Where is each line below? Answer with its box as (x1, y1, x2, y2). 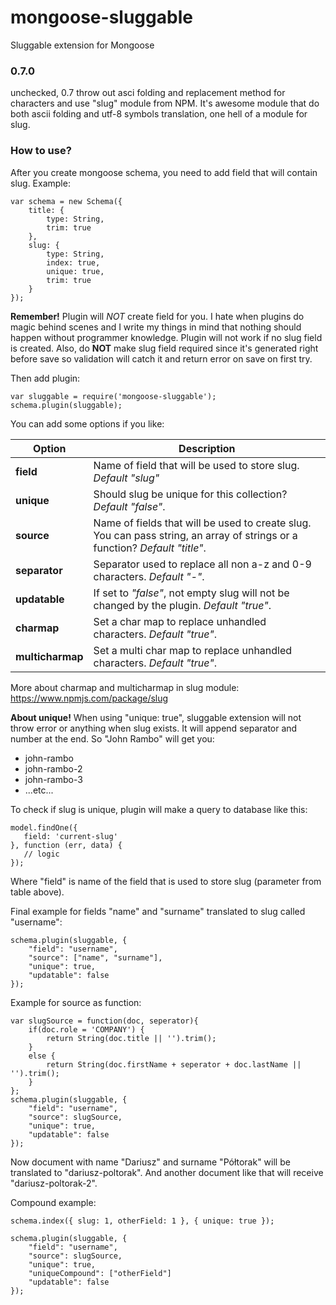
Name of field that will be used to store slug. (93, 458, 300, 472)
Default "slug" (93, 471, 160, 485)
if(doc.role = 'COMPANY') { (28, 1024, 145, 1035)
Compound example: (10, 1196, 97, 1208)
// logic (23, 849, 60, 859)
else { (28, 1051, 56, 1061)
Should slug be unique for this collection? (93, 487, 288, 501)
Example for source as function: (10, 996, 142, 1008)
